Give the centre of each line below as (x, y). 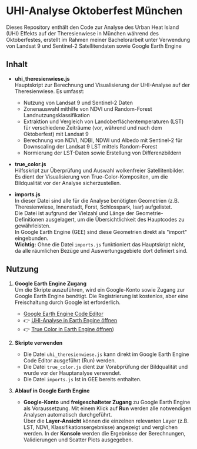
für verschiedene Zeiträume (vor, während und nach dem (93, 127)
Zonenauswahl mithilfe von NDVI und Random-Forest (88, 109)
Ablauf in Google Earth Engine (52, 391)
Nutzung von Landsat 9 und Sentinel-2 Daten (78, 103)
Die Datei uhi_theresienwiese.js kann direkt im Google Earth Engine (106, 354)
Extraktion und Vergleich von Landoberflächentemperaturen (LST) (103, 121)
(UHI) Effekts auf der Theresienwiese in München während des (82, 33)
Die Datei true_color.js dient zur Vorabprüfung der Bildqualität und (106, 367)
